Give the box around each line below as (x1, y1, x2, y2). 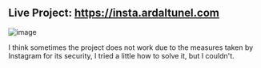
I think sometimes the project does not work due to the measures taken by (8, 43, 254, 52)
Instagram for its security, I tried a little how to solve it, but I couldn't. (8, 51, 235, 60)
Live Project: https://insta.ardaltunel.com (8, 6, 220, 20)
